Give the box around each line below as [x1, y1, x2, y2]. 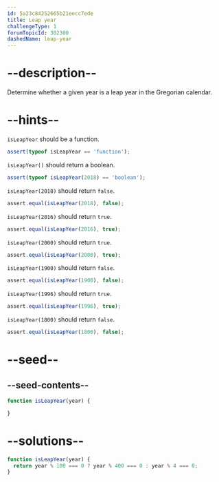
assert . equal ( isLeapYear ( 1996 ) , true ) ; [7, 303, 122, 310]
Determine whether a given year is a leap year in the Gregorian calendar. [7, 88, 213, 96]
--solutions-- [7, 433, 84, 448]
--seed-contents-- [7, 379, 89, 391]
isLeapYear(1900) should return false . [7, 264, 115, 272]
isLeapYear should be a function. [7, 135, 100, 143]
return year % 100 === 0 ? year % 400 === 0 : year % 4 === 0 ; [13, 462, 198, 469]
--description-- [7, 65, 97, 81]
